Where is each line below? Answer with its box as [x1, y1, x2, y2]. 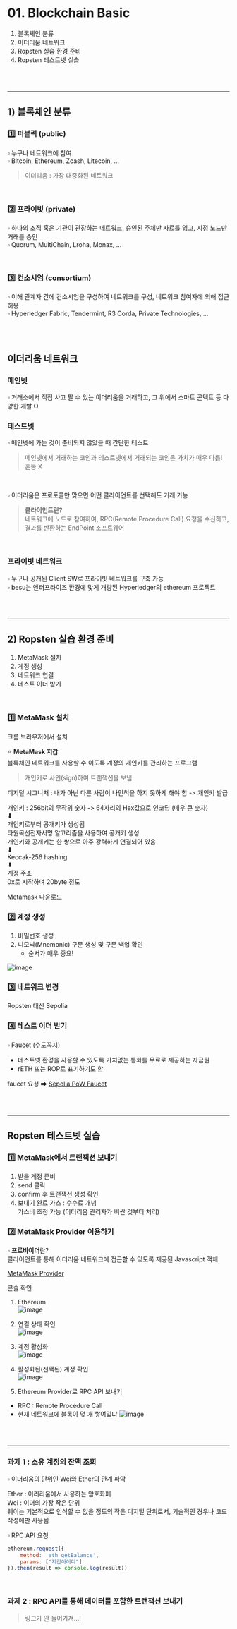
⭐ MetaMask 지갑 [7, 747, 59, 756]
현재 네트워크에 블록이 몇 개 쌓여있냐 [17, 1410, 118, 1419]
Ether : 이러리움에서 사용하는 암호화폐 [7, 1489, 111, 1498]
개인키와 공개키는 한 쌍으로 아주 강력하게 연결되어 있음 [7, 837, 157, 846]
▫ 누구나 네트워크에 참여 [7, 148, 72, 157]
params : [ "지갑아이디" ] [20, 1558, 83, 1566]
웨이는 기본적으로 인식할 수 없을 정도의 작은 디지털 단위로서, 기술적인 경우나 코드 [7, 1507, 228, 1515]
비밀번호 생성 [17, 931, 54, 940]
